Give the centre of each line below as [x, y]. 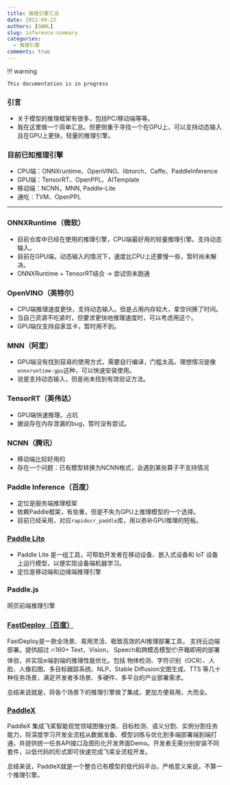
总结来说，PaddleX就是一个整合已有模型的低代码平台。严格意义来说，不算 [112, 766]
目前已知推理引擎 [35, 155]
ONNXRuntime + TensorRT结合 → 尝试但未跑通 [84, 273]
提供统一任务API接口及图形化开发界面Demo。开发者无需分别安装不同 [122, 743]
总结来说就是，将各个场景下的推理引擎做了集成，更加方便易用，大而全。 [109, 692]
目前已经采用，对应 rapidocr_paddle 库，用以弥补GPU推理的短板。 [109, 520]
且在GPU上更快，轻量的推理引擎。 [65, 136]
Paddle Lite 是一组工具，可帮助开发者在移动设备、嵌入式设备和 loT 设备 [117, 554]
